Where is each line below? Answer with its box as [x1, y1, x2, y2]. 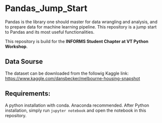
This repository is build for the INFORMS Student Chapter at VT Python [5, 38, 148, 44]
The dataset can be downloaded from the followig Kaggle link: [5, 70, 129, 76]
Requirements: [5, 90, 51, 98]
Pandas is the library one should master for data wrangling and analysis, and [5, 19, 158, 25]
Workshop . [5, 43, 28, 49]
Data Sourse [5, 57, 43, 66]
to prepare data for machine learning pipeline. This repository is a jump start [5, 24, 157, 29]
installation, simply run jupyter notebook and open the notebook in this [5, 107, 147, 113]
